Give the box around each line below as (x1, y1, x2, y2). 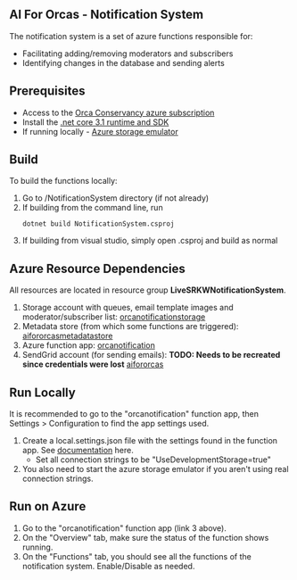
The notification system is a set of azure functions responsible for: (9, 30, 253, 41)
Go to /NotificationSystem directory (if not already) (21, 193, 210, 203)
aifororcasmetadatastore (21, 330, 113, 342)
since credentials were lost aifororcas (21, 359, 164, 369)
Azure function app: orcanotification (21, 340, 156, 351)
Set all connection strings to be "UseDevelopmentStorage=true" (35, 454, 272, 465)
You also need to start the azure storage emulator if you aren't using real (21, 464, 289, 475)
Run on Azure (9, 499, 87, 514)
